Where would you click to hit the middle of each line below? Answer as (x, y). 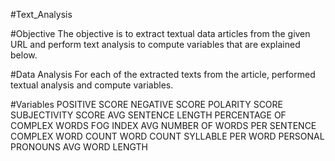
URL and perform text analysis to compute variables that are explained (155, 44)
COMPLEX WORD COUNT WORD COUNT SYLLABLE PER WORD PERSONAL (167, 136)
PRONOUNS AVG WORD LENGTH (79, 147)
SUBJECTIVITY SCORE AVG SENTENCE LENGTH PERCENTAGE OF (148, 115)
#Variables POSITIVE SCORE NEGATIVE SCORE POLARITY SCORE (146, 104)
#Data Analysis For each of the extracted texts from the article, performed (163, 74)
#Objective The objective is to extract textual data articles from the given (160, 33)
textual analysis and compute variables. (92, 85)
